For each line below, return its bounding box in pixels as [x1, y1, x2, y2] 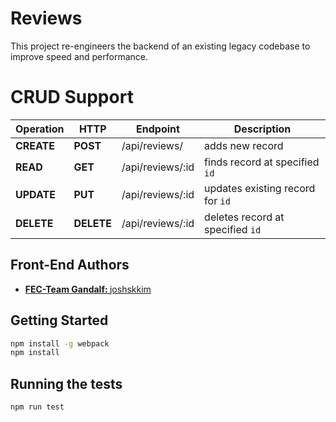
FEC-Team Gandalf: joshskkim [24, 283, 152, 295]
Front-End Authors [10, 257, 130, 274]
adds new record [204, 138, 284, 152]
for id [204, 193, 231, 207]
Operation [15, 122, 65, 136]
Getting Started [10, 312, 109, 329]
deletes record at [204, 210, 285, 224]
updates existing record [204, 181, 316, 195]
